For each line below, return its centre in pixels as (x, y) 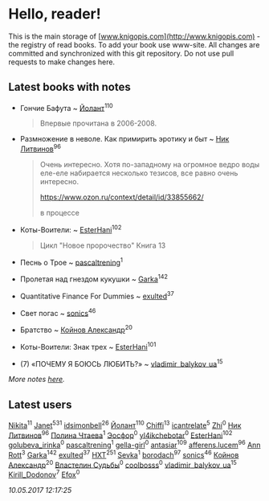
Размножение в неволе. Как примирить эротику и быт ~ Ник (124, 139)
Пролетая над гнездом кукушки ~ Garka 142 (94, 278)
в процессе (60, 213)
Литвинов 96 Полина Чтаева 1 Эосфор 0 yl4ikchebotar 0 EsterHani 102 (120, 434)
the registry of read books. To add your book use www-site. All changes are (134, 44)
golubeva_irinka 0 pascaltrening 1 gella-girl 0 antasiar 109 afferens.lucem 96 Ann (134, 445)
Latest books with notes (69, 87)
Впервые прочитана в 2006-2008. (98, 123)
